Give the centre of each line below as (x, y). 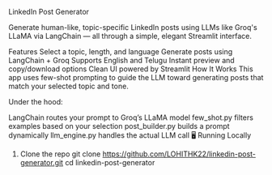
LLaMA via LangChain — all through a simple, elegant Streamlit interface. (130, 36)
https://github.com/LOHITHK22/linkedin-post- (179, 154)
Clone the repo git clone (60, 154)
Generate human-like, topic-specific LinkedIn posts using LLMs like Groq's (133, 27)
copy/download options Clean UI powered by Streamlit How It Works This (131, 69)
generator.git (41, 162)
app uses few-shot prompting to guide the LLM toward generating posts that (136, 77)
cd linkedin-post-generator (110, 162)
